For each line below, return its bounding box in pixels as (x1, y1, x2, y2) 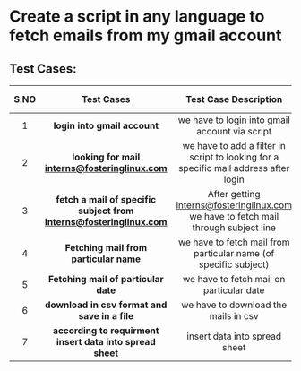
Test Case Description (185, 93, 283, 105)
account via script (196, 125, 272, 137)
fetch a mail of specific (56, 194, 157, 205)
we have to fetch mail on (182, 273, 286, 285)
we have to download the (181, 298, 288, 311)
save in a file (78, 310, 134, 322)
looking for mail (71, 151, 141, 163)
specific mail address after (177, 162, 290, 174)
